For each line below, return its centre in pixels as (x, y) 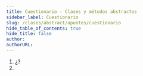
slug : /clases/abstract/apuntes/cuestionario (63, 23)
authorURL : (20, 45)
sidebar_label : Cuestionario (42, 17)
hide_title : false (29, 34)
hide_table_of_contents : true (44, 28)
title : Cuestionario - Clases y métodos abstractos (71, 12)
